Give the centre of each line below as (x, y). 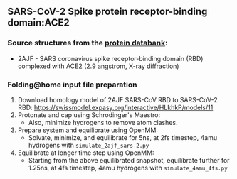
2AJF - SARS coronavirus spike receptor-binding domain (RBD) (110, 58)
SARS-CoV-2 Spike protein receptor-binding (107, 12)
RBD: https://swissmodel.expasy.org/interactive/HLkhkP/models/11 (115, 107)
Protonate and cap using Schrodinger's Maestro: (89, 115)
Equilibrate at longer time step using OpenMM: (86, 153)
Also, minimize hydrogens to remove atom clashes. (103, 122)
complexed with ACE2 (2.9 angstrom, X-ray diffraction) (98, 66)
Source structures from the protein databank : (88, 43)
